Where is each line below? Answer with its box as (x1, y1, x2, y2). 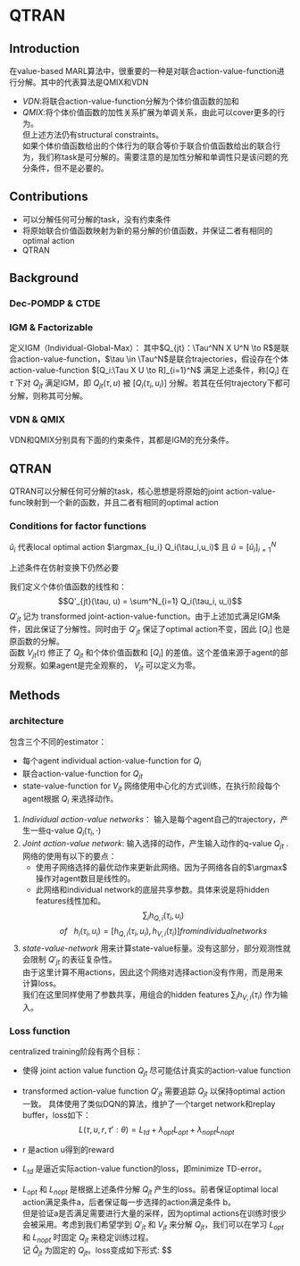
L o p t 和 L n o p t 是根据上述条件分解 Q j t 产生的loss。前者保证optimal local (21, 1184, 279, 1196)
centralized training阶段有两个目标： (9, 1046, 143, 1057)
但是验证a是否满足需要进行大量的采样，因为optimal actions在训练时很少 (21, 1208, 287, 1219)
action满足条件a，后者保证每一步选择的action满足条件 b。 (21, 1197, 237, 1207)
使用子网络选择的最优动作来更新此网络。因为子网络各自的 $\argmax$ (35, 862, 287, 872)
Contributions (9, 189, 88, 204)
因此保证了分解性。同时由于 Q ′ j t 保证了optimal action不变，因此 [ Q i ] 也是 (24, 623, 290, 637)
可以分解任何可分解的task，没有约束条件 (21, 213, 171, 224)
